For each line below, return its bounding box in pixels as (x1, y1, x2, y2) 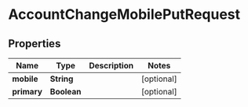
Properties (8, 37, 61, 50)
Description (89, 61, 134, 71)
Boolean (49, 87, 82, 97)
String (49, 73, 74, 84)
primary (12, 87, 43, 97)
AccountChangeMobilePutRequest (8, 6, 241, 24)
